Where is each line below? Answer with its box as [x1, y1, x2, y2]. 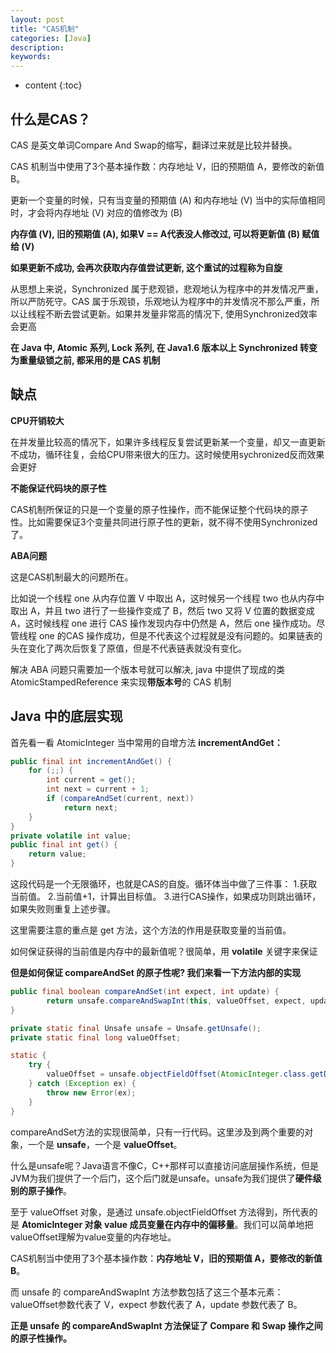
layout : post [10, 14, 65, 25]
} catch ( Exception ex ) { [28, 1079, 137, 1089]
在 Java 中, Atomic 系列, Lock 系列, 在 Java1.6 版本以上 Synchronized [10, 341, 298, 353]
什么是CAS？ [10, 111, 92, 128]
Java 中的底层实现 [10, 708, 123, 725]
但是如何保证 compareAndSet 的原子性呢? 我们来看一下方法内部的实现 [10, 967, 302, 979]
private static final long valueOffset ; [10, 1032, 182, 1043]
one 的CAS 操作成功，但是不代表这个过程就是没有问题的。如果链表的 [38, 629, 323, 641]
